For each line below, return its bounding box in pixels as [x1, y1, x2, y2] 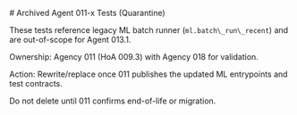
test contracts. [9, 78, 63, 88]
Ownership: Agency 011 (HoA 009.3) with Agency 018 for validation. [9, 52, 259, 62]
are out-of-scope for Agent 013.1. [9, 35, 132, 45]
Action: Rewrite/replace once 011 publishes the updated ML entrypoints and [9, 69, 288, 79]
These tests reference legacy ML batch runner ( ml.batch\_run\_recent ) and [9, 25, 289, 35]
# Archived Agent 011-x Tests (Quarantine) [9, 8, 165, 18]
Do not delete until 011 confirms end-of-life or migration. [9, 95, 216, 106]
